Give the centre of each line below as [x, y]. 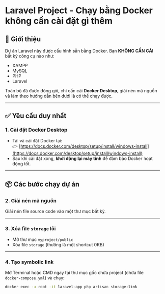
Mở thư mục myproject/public [43, 239]
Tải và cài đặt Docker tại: [37, 140]
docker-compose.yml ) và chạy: [35, 278]
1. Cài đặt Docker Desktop [36, 130]
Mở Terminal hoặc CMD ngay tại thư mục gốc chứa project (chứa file [74, 272]
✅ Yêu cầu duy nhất [36, 116]
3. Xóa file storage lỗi [30, 229]
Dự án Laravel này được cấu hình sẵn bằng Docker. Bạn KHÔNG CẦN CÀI [79, 51]
